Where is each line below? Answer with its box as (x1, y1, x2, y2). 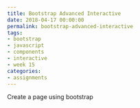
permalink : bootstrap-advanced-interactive (7, 23, 134, 30)
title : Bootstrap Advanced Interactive (7, 10, 121, 17)
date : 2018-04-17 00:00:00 (7, 17, 84, 23)
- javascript (7, 42, 45, 49)
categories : (7, 67, 41, 74)
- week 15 (7, 61, 36, 68)
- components (7, 49, 45, 56)
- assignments (7, 74, 48, 81)
